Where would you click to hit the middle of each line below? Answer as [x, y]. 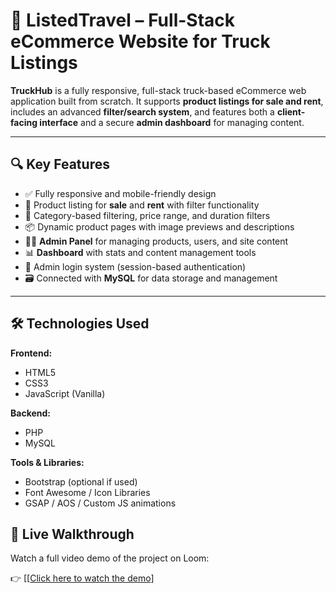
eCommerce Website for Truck [140, 41]
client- [291, 111]
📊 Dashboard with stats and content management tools [140, 252]
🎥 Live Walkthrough [72, 534]
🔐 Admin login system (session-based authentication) [135, 266]
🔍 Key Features [60, 164]
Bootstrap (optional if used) [81, 481]
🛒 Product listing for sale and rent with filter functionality [142, 205]
